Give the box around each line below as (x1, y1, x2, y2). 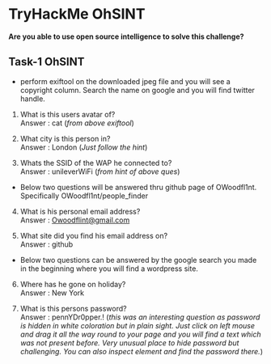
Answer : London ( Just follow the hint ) (19, 142, 148, 152)
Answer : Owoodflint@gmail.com (19, 215, 130, 225)
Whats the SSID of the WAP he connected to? (19, 158, 172, 167)
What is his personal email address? (19, 206, 141, 216)
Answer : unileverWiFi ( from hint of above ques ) (19, 167, 180, 176)
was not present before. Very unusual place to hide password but (19, 337, 239, 348)
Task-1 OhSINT (8, 55, 85, 69)
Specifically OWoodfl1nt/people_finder (19, 191, 148, 201)
